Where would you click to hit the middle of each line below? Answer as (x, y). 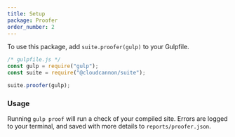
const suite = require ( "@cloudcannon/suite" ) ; (76, 73)
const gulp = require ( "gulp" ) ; (53, 66)
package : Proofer (33, 20)
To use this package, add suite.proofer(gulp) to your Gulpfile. (98, 47)
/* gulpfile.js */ (34, 60)
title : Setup (26, 14)
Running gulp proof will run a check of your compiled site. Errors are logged (117, 119)
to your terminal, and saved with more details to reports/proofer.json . (109, 126)
